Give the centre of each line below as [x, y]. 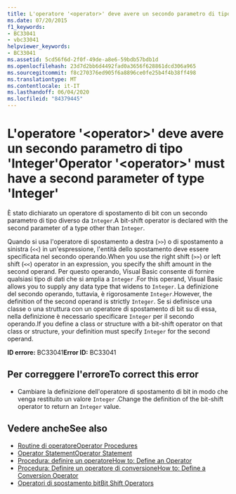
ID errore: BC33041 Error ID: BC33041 [62, 352]
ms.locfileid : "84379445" [45, 99]
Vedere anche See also [57, 429]
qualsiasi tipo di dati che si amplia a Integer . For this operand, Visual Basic [115, 279]
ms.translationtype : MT [42, 79]
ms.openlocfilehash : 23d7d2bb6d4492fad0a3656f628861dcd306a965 [102, 66]
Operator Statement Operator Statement [74, 453]
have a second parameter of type [106, 178]
